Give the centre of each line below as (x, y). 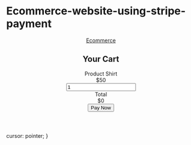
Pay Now (101, 108)
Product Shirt (101, 74)
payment (29, 24)
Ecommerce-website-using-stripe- (96, 11)
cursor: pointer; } (27, 135)
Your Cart (101, 59)
